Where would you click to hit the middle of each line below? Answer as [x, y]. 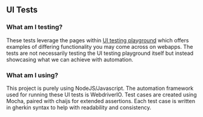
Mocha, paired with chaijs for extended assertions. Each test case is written [101, 101]
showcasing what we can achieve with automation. [70, 59]
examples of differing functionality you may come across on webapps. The [100, 46]
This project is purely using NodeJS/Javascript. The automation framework [100, 88]
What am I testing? [35, 27]
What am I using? [32, 75]
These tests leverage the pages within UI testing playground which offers [98, 40]
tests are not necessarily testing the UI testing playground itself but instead [100, 53]
